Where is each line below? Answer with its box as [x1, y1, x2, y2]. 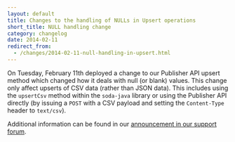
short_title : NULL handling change [7, 23, 112, 30]
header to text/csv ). [7, 106, 67, 115]
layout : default [7, 10, 55, 18]
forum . [7, 127, 27, 136]
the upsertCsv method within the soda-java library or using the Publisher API [7, 91, 227, 99]
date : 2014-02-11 [7, 37, 58, 44]
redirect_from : [7, 43, 52, 50]
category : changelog [7, 30, 68, 37]
